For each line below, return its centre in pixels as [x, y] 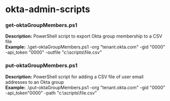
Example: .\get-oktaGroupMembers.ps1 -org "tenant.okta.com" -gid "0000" [85, 47]
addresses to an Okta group [35, 82]
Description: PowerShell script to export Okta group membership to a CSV [84, 36]
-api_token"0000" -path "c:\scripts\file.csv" [51, 93]
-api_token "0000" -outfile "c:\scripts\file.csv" [54, 52]
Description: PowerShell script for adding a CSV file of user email [75, 77]
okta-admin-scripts [48, 9]
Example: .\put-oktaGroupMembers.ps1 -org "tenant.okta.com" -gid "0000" [85, 87]
